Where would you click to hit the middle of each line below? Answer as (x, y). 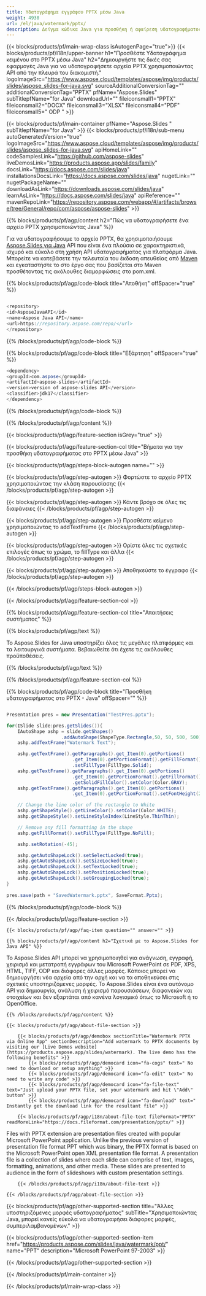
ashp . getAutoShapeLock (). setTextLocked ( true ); (78, 867)
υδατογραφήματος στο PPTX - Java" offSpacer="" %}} (77, 698)
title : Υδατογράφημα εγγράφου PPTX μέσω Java (65, 12)
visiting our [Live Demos (39, 1047)
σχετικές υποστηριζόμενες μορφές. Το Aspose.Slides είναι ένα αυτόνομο (100, 984)
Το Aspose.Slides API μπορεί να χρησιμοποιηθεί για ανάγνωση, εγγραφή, (100, 958)
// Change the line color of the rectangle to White (86, 805)
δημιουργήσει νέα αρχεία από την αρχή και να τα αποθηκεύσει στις (93, 977)
